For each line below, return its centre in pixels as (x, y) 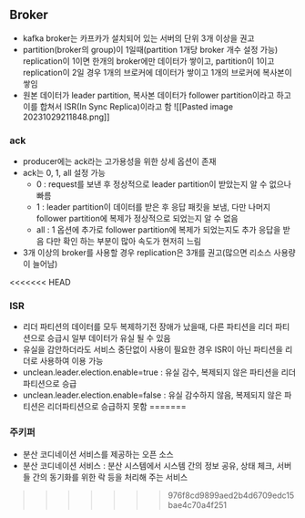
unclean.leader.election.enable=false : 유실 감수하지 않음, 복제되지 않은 (152, 395)
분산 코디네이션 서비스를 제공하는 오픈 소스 (98, 454)
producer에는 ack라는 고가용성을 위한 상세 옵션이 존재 (119, 161)
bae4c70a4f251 (198, 504)
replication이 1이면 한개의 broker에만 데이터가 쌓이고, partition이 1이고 (148, 61)
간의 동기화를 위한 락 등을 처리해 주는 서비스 (110, 477)
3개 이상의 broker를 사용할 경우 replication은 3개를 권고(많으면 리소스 (147, 253)
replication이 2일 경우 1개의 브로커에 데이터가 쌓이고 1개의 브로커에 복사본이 (158, 72)
